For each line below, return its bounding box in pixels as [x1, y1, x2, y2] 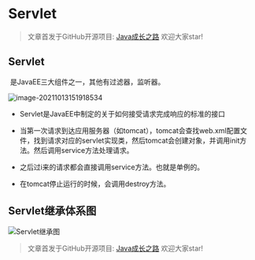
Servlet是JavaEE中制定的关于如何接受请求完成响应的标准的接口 [19, 109, 226, 118]
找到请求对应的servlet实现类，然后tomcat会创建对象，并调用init [33, 136, 240, 145]
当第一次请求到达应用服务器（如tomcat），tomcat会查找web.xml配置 [19, 125, 241, 135]
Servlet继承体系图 [8, 204, 97, 217]
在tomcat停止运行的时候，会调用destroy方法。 [19, 179, 171, 188]
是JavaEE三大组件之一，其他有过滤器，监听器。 [9, 76, 165, 87]
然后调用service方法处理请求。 [33, 145, 134, 154]
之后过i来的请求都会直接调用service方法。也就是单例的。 [19, 162, 205, 172]
